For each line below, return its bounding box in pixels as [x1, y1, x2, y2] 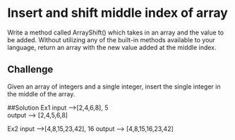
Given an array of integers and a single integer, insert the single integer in [7, 82, 221, 91]
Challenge [7, 63, 54, 75]
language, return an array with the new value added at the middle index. [7, 43, 217, 51]
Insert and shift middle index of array [7, 5, 228, 21]
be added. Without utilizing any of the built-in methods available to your [7, 35, 215, 44]
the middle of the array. [7, 89, 76, 98]
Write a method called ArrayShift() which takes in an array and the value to [7, 28, 224, 37]
